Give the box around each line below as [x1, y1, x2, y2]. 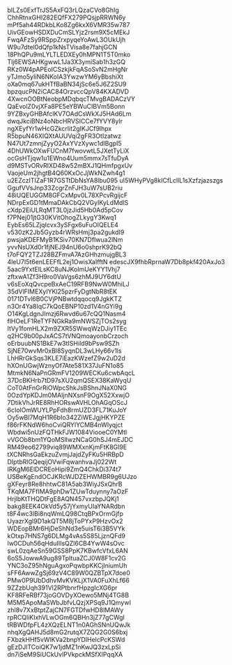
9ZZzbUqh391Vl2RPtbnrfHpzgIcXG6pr [7, 583, 118, 592]
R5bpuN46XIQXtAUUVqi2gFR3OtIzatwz [7, 132, 122, 140]
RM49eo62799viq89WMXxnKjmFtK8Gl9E [7, 443, 127, 451]
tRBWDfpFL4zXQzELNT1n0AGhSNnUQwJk [7, 620, 131, 629]
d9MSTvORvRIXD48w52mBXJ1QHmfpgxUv [7, 162, 133, 169]
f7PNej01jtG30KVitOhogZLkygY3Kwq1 [7, 213, 117, 222]
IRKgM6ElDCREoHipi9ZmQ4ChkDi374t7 [7, 465, 122, 473]
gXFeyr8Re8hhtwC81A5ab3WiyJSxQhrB [7, 480, 123, 488]
